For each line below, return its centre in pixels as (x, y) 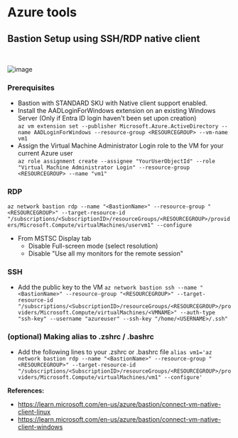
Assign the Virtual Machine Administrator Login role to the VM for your (120, 146)
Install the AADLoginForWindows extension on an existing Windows (117, 111)
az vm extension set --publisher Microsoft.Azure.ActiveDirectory (118, 126)
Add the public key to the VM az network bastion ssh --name (107, 287)
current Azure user (45, 153)
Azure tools (42, 12)
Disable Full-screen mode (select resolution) (93, 246)
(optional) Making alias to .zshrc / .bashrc (81, 336)
